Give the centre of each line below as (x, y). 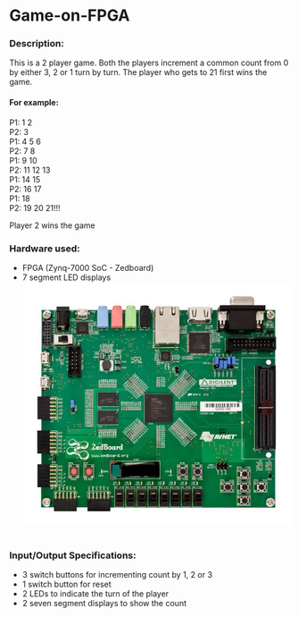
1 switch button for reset (66, 584)
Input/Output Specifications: (73, 555)
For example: (34, 103)
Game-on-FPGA (70, 16)
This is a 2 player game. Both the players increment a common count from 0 (149, 63)
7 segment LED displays (66, 277)
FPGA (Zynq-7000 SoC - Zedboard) (88, 267)
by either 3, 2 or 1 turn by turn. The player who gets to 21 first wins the (138, 72)
